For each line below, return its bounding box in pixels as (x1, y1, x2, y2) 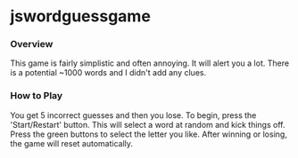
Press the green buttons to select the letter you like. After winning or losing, (10, 129, 288, 139)
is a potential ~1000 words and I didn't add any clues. (10, 67, 207, 78)
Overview (10, 38, 54, 51)
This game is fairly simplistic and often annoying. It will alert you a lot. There (10, 58, 289, 68)
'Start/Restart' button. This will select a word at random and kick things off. (10, 119, 286, 130)
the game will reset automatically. (10, 138, 133, 148)
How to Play (10, 90, 63, 102)
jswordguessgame (10, 6, 151, 27)
